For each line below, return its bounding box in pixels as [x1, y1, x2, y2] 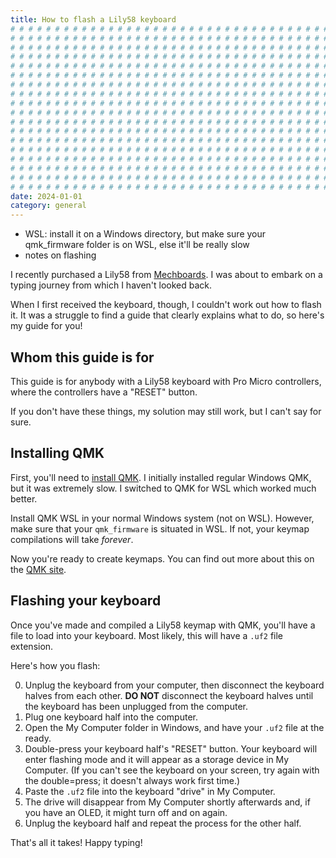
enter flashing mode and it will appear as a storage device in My [24, 753, 290, 765]
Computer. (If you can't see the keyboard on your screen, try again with [24, 764, 320, 776]
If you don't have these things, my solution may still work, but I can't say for [10, 405, 322, 417]
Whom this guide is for [10, 349, 155, 366]
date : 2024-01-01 [10, 191, 83, 201]
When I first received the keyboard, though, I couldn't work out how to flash [10, 299, 322, 311]
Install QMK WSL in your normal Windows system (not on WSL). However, [10, 512, 315, 524]
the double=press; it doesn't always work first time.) [24, 774, 241, 786]
